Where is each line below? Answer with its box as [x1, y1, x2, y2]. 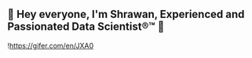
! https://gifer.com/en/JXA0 [7, 41, 94, 50]
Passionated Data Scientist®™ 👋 [7, 20, 165, 34]
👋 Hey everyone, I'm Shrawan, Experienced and [7, 8, 245, 21]
